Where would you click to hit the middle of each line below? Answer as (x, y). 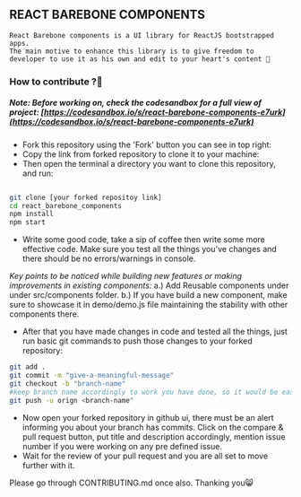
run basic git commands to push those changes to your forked (137, 341)
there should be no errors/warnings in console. (109, 258)
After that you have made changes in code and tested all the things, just (155, 332)
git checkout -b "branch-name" (68, 384)
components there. (44, 314)
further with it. (48, 465)
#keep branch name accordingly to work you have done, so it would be (144, 392)
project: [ (27, 112)
